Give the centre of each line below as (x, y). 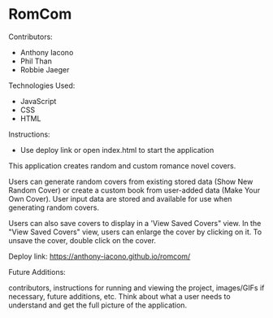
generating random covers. (54, 207)
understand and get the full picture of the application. (98, 305)
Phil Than (36, 61)
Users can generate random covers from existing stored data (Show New (131, 181)
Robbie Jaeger (45, 69)
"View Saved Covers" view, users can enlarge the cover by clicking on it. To (135, 232)
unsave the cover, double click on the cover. (82, 240)
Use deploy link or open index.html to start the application (117, 150)
